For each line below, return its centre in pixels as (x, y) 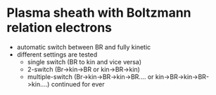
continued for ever (78, 84)
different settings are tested (57, 54)
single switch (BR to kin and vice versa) (84, 61)
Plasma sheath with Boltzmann (99, 13)
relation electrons (59, 28)
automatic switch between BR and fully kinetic (84, 47)
